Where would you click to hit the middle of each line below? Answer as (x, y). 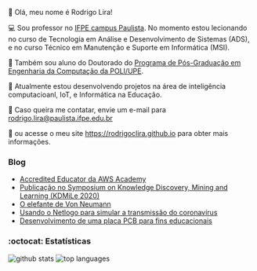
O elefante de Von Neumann (65, 204)
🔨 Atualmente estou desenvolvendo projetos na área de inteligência (117, 86)
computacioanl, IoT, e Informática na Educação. (85, 95)
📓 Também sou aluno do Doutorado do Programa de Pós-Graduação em (125, 62)
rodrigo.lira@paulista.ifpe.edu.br (61, 118)
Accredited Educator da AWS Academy (83, 179)
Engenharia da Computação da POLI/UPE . (76, 71)
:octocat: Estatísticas (50, 241)
